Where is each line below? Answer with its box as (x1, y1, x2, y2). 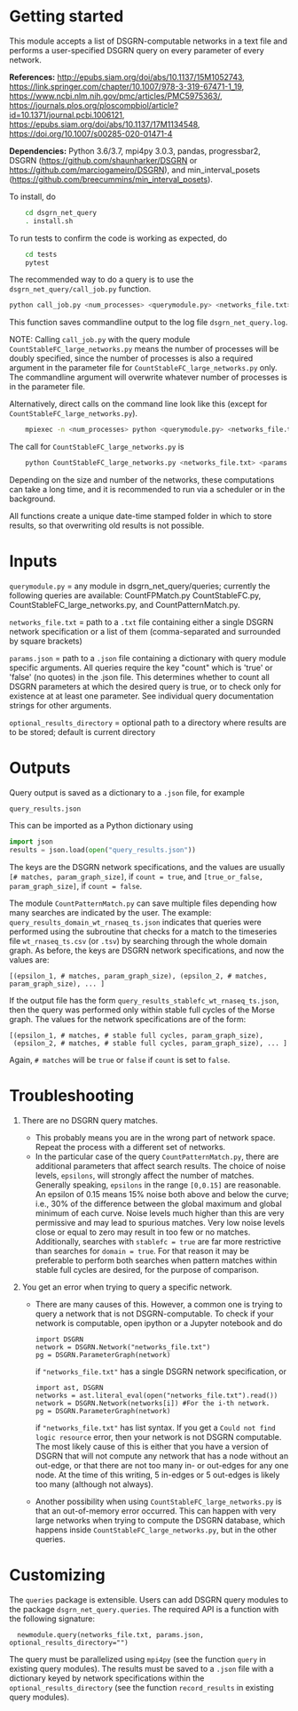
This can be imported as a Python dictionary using (9, 820, 193, 830)
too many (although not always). (35, 1478, 153, 1490)
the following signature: (9, 1613, 96, 1624)
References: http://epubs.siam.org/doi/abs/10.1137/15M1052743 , (9, 71, 246, 82)
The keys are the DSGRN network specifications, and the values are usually (9, 861, 286, 872)
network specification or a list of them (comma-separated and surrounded (9, 627, 281, 636)
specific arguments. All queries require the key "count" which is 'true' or (9, 662, 273, 673)
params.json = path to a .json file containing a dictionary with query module (9, 653, 286, 663)
